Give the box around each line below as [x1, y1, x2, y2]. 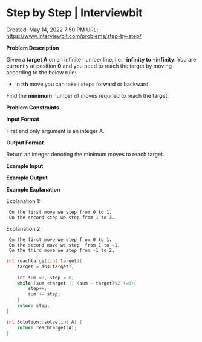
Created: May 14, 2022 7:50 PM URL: [6, 26, 99, 33]
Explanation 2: [6, 225, 42, 232]
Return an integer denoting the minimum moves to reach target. [6, 150, 165, 158]
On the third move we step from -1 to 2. [8, 247, 115, 253]
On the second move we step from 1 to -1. [8, 242, 120, 248]
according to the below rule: [6, 68, 77, 76]
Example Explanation [6, 186, 60, 193]
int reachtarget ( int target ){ [6, 257, 83, 264]
